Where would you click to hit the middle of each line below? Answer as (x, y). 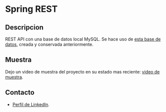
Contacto (20, 93)
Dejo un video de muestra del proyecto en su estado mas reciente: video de (83, 72)
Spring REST (31, 9)
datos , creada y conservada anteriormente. (49, 44)
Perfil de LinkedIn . (31, 104)
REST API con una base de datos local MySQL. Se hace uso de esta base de (83, 39)
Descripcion (24, 27)
